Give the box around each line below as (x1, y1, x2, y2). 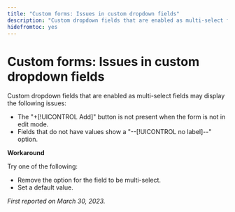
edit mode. (17, 120, 49, 128)
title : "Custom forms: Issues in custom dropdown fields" (7, 10, 180, 18)
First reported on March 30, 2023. (7, 197, 106, 206)
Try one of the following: (7, 162, 78, 171)
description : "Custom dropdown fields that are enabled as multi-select (7, 17, 224, 24)
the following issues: (7, 99, 66, 107)
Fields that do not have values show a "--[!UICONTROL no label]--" (17, 128, 212, 136)
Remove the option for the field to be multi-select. (17, 176, 162, 185)
